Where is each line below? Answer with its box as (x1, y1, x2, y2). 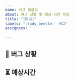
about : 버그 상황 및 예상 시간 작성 (5, 12, 70, 17)
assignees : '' (5, 26, 35, 31)
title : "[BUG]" (5, 16, 37, 21)
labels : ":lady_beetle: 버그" (5, 21, 68, 26)
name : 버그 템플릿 (5, 7, 38, 12)
